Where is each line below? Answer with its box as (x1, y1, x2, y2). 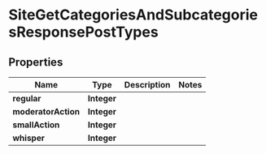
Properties (8, 55, 63, 69)
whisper (12, 132, 45, 143)
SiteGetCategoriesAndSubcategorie (8, 6, 259, 24)
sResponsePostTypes (8, 23, 159, 41)
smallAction (12, 119, 60, 130)
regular (12, 93, 41, 104)
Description (124, 79, 171, 90)
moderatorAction (12, 106, 80, 117)
